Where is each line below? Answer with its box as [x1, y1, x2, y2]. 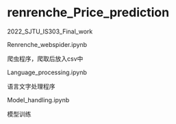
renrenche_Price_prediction [7, 5, 170, 20]
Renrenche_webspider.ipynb [7, 40, 88, 48]
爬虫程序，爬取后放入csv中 [7, 55, 84, 63]
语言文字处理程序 [7, 82, 55, 90]
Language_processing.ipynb [7, 68, 88, 76]
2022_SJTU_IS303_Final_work [7, 27, 93, 35]
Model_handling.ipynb [7, 95, 70, 104]
